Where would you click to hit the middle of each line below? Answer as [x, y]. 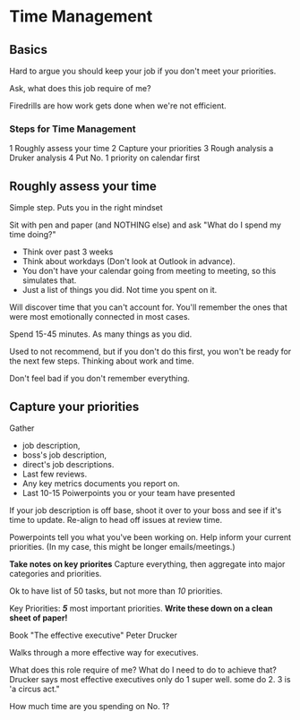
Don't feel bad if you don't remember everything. [99, 379]
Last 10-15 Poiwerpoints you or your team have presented [129, 493]
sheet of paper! [39, 617]
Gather [22, 428]
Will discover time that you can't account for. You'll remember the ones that [149, 307]
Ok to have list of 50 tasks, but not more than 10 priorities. [116, 591]
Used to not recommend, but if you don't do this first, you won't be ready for [150, 352]
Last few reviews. [55, 474]
